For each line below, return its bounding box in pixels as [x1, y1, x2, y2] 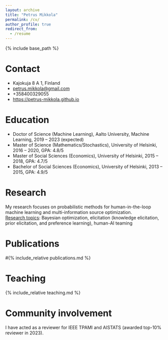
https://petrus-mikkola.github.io [12, 96, 79, 102]
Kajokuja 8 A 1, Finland [12, 80, 60, 86]
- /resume [10, 31, 31, 36]
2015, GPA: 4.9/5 [12, 169, 48, 175]
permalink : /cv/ [5, 17, 40, 22]
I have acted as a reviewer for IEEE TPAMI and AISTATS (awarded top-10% [5, 324, 162, 330]
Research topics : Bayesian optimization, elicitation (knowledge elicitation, [5, 214, 159, 221]
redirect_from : [5, 27, 38, 32]
